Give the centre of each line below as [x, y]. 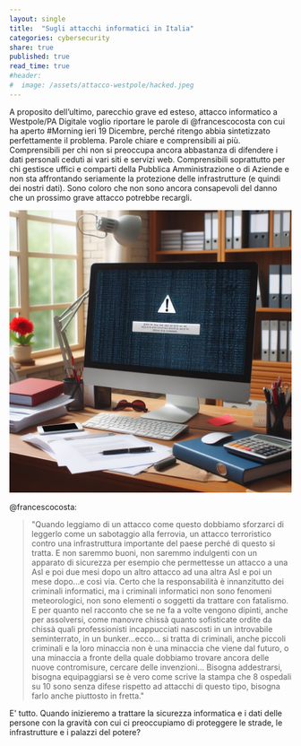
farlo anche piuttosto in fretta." [88, 696]
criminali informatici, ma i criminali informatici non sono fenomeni [151, 591]
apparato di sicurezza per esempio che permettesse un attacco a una [159, 562]
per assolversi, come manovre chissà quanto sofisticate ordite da [151, 620]
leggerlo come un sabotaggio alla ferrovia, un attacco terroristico [151, 533]
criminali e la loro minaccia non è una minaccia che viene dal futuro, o [160, 648]
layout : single [38, 19]
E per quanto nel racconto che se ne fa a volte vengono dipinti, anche [159, 610]
